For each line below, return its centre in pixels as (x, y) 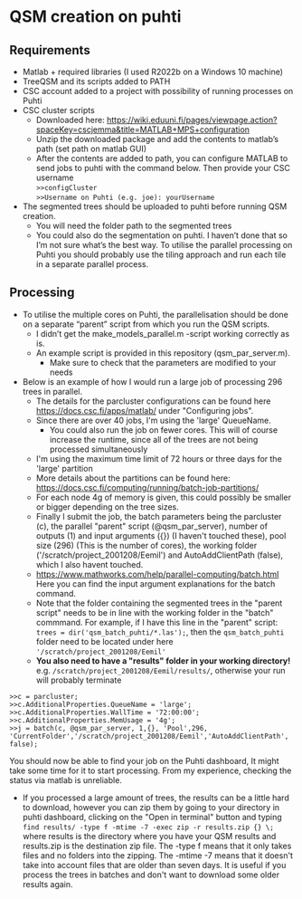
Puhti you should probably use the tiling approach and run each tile (161, 254)
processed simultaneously (99, 449)
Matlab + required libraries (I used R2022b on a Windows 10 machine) (152, 72)
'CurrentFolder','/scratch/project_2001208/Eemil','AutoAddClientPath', (149, 736)
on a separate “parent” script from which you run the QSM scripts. (146, 324)
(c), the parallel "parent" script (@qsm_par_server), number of (152, 526)
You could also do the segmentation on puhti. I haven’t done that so (161, 235)
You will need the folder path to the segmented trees (134, 225)
